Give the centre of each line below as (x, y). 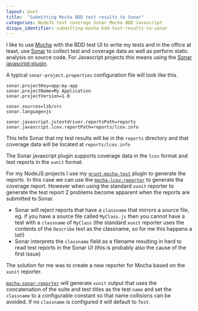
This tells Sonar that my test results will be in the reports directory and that (98, 138)
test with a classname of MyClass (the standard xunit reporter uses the (99, 222)
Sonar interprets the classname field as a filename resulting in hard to (98, 241)
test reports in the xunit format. (45, 162)
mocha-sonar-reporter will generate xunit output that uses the (82, 283)
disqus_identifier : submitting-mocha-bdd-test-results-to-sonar (87, 28)
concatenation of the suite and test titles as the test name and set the (89, 289)
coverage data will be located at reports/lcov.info (68, 145)
